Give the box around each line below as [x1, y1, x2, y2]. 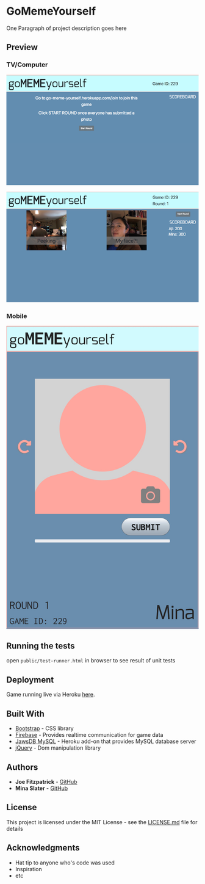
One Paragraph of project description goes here [6, 24, 127, 32]
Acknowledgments [6, 842, 81, 853]
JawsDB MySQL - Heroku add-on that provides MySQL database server [15, 737, 196, 745]
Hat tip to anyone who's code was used [15, 859, 115, 866]
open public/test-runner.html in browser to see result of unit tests [6, 657, 176, 664]
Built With [6, 708, 45, 719]
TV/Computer [6, 60, 48, 69]
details [6, 825, 23, 832]
